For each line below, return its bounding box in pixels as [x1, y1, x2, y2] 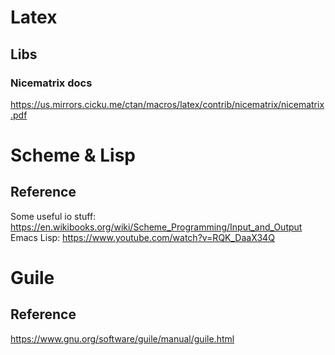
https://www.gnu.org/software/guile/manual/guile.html [10, 332, 235, 345]
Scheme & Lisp [10, 144, 136, 167]
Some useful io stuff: [10, 210, 97, 222]
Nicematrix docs [10, 76, 93, 90]
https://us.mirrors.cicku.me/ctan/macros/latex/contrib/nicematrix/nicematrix [10, 98, 325, 110]
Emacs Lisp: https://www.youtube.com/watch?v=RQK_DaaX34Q [10, 231, 275, 243]
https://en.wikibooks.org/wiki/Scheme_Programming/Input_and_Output [10, 221, 303, 233]
